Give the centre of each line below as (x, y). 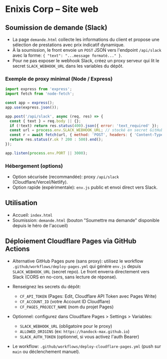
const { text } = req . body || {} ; (45, 121)
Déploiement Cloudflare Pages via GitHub (71, 241)
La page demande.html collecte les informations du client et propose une (86, 39)
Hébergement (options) (34, 166)
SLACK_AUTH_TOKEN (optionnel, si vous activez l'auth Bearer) (80, 337)
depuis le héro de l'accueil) (40, 226)
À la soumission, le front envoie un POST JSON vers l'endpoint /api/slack (87, 50)
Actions (17, 249)
